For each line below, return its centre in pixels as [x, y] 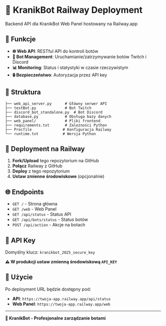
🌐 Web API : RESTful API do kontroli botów [55, 51]
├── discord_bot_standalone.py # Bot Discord [54, 112]
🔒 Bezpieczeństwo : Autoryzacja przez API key [60, 75]
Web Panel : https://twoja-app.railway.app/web [61, 304]
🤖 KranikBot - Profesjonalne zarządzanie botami [56, 318]
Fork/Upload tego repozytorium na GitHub [56, 161]
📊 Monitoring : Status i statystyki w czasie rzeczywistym [70, 67]
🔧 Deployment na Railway [45, 149]
